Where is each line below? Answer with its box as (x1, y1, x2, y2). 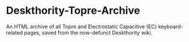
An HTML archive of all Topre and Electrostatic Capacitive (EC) (6, 23, 157, 30)
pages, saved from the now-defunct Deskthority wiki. (24, 29, 153, 36)
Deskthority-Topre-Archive (6, 4, 141, 17)
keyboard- (158, 23, 184, 30)
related (6, 29, 23, 36)
